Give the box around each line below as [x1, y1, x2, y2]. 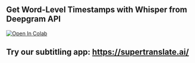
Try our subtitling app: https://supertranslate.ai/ [6, 47, 189, 57]
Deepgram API [6, 14, 61, 24]
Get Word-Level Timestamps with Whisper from [6, 5, 187, 15]
